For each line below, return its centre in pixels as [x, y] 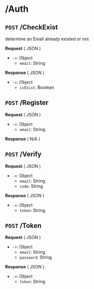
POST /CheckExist [31, 27]
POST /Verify [23, 154]
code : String [31, 186]
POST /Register [27, 103]
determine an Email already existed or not [47, 39]
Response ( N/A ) [23, 139]
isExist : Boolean [37, 87]
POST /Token [23, 226]
